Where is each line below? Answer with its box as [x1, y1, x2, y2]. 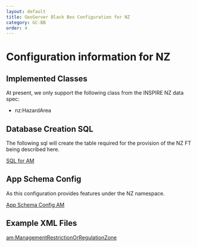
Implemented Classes [6, 74, 88, 84]
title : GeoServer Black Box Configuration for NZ [6, 14, 131, 20]
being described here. [6, 146, 60, 153]
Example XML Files [6, 218, 78, 228]
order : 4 [6, 25, 28, 31]
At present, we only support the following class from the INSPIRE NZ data [6, 89, 184, 96]
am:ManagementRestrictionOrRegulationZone [6, 233, 117, 241]
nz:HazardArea [14, 107, 52, 114]
